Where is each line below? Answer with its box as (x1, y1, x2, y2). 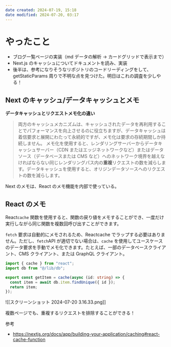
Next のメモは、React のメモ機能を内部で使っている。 (5, 183, 119, 189)
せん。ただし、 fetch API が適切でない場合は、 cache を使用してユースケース (5, 238, 163, 244)
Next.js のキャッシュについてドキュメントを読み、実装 (12, 60, 128, 67)
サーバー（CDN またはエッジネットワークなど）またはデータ (35, 147, 164, 153)
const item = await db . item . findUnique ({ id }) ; (10, 279, 116, 285)
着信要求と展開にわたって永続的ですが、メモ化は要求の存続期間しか (17, 134, 161, 140)
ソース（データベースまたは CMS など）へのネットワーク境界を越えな (17, 153, 165, 159)
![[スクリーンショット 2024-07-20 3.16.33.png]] (5, 299, 106, 305)
